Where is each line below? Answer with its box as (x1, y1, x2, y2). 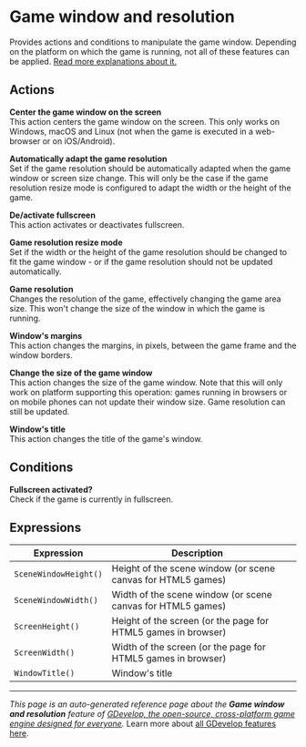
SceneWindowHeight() (14, 569, 103, 579)
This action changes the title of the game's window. (9, 433, 203, 444)
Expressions (9, 519, 82, 535)
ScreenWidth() (14, 648, 76, 658)
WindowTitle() (14, 668, 76, 679)
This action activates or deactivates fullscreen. (9, 219, 185, 230)
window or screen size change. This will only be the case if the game (9, 172, 269, 183)
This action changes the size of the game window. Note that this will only (9, 376, 283, 388)
